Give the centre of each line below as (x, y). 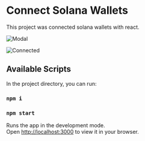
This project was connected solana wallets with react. (73, 27)
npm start (20, 113)
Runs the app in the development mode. (56, 125)
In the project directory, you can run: (51, 83)
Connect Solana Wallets (67, 10)
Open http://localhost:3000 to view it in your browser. (73, 131)
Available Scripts (39, 69)
